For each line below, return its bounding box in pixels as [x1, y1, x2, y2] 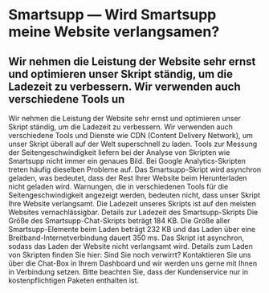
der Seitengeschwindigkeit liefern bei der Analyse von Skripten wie [8, 148, 230, 157]
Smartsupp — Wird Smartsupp [8, 6, 217, 24]
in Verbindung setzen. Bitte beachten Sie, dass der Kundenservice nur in [8, 267, 249, 276]
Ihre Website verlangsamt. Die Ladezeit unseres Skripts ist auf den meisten [8, 199, 257, 208]
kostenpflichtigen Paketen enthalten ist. [8, 275, 139, 285]
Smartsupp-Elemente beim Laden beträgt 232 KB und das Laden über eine [8, 225, 256, 234]
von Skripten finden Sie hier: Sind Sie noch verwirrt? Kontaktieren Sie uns [8, 250, 251, 259]
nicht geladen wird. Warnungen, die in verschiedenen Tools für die [8, 182, 229, 191]
